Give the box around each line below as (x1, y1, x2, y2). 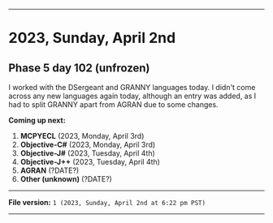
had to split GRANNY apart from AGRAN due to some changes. (8, 100, 219, 109)
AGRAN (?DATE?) (19, 165, 80, 175)
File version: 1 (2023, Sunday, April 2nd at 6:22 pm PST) (8, 198, 206, 207)
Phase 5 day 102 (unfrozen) (8, 61, 150, 75)
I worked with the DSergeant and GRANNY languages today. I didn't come (8, 83, 256, 92)
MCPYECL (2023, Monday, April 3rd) (19, 131, 145, 140)
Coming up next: (8, 115, 67, 125)
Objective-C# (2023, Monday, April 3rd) (19, 139, 156, 149)
